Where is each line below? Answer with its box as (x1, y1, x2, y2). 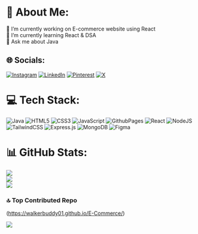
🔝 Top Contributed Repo (6, 196, 78, 204)
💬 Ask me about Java (6, 38, 59, 45)
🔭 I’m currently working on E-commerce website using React (6, 25, 156, 32)
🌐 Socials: (6, 55, 45, 65)
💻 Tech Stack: (6, 93, 80, 107)
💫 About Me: (6, 5, 69, 19)
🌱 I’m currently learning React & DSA (6, 31, 97, 38)
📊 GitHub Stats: (6, 145, 88, 159)
